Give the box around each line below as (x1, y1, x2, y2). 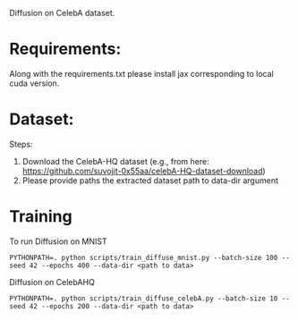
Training (9, 206, 73, 227)
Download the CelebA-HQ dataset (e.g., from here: (21, 156, 209, 166)
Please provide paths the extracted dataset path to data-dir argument (21, 174, 279, 186)
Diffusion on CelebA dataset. (9, 8, 115, 18)
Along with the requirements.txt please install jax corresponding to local (9, 68, 275, 79)
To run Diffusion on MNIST (9, 236, 107, 247)
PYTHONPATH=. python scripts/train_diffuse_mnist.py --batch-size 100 (9, 253, 278, 262)
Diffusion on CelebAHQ (9, 276, 96, 287)
